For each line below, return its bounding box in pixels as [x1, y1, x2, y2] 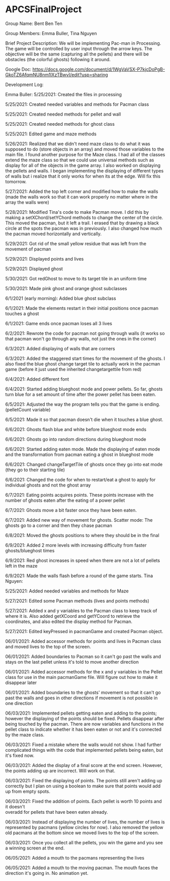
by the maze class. [5, 731, 45, 737]
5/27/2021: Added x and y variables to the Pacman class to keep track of [5, 607, 157, 614]
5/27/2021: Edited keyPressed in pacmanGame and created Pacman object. [5, 628, 163, 634]
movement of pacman [5, 246, 51, 252]
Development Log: [5, 81, 44, 88]
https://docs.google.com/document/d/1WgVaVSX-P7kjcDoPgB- [32, 66, 165, 72]
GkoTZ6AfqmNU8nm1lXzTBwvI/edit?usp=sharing [5, 71, 108, 77]
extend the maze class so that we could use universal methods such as [5, 157, 154, 163]
